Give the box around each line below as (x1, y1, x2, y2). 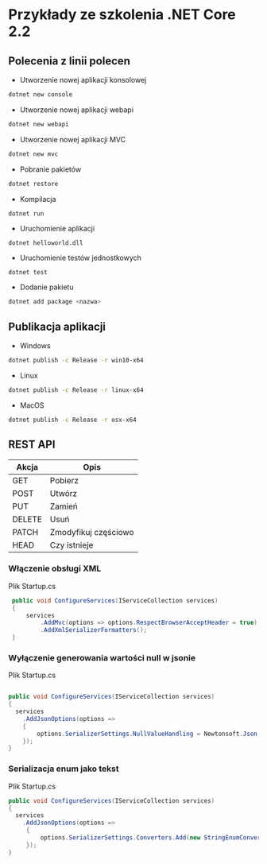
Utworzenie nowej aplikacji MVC (19, 134, 126, 144)
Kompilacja (19, 194, 56, 203)
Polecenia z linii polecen (8, 54, 131, 68)
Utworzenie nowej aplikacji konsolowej (19, 76, 147, 84)
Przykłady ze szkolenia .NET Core (8, 6, 236, 24)
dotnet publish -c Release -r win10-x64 (8, 356, 145, 365)
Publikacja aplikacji (8, 320, 106, 333)
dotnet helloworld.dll (8, 239, 83, 247)
